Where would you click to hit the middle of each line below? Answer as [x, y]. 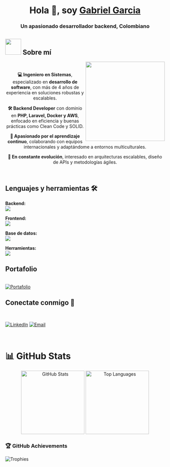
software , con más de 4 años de [45, 87]
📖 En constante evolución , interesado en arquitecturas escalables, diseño [85, 156]
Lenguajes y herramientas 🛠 [51, 189]
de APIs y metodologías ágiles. [85, 162]
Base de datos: [21, 233]
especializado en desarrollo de [45, 82]
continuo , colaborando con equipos [45, 141]
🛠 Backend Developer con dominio [45, 108]
